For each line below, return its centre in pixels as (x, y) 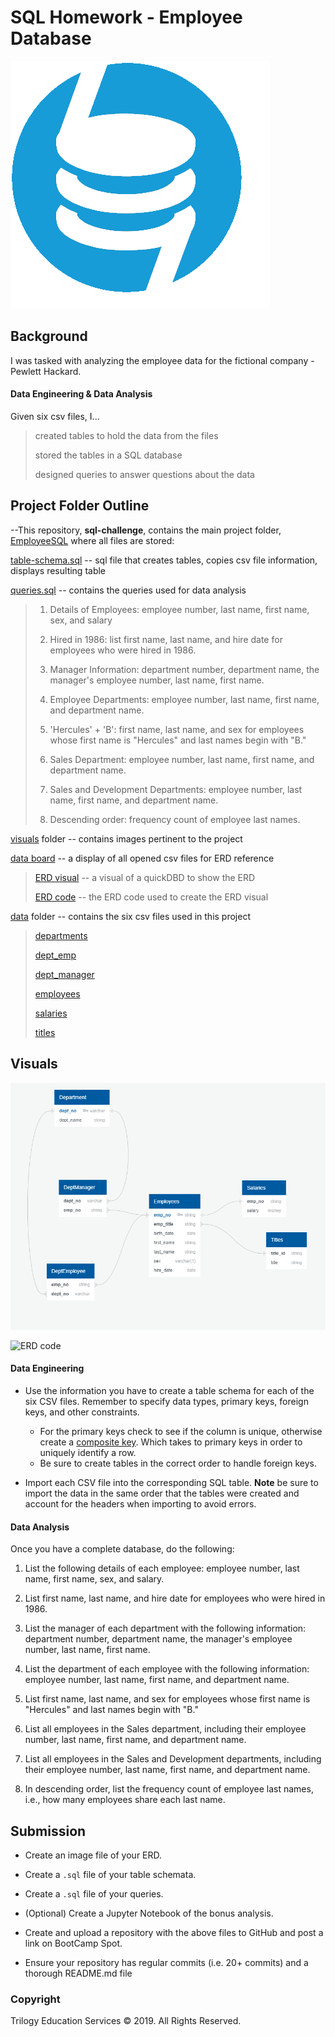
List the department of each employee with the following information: (167, 1669)
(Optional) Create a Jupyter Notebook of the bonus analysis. (149, 1913)
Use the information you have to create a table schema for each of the (169, 1391)
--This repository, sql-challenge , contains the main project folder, (146, 530)
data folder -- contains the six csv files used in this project (130, 916)
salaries (51, 1013)
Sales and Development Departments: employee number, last (176, 789)
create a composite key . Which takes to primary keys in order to (171, 1442)
